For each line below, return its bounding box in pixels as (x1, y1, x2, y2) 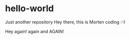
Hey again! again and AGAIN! (5, 28, 64, 34)
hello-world (5, 3, 54, 14)
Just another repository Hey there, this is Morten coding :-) (5, 19, 126, 25)
